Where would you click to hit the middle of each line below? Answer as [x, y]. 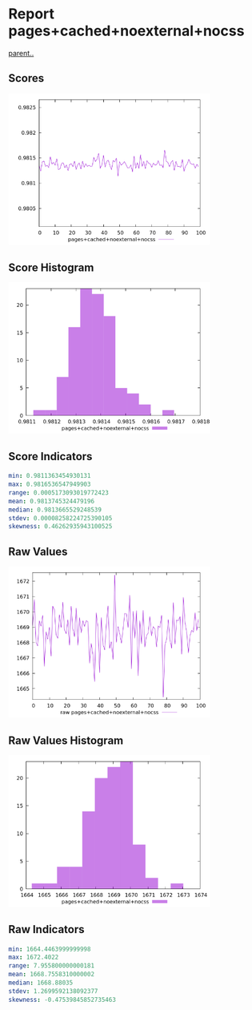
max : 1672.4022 [34, 957]
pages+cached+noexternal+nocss [126, 31]
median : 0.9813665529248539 [55, 510]
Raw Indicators [47, 929]
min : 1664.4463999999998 [50, 949]
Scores [26, 78]
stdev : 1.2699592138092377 [53, 991]
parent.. [21, 53]
